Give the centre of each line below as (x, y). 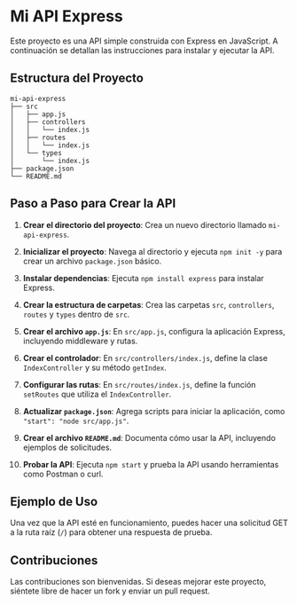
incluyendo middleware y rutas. (80, 341)
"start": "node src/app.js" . (76, 420)
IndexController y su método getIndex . (95, 367)
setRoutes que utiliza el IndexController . (97, 394)
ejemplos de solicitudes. (67, 447)
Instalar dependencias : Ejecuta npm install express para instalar (143, 278)
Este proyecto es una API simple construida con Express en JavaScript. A (144, 41)
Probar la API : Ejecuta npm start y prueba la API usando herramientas (151, 464)
